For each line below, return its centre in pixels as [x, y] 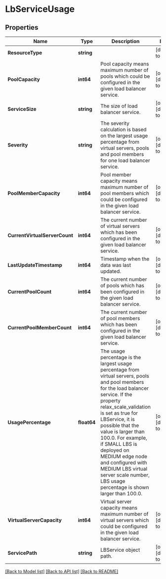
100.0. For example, [124, 438]
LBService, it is [118, 419]
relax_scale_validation [125, 407]
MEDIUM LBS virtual [124, 469]
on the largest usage [124, 136]
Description [125, 41]
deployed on [115, 450]
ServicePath [22, 553]
